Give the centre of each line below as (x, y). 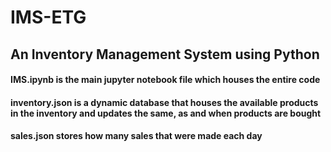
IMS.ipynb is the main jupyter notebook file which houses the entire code (165, 80)
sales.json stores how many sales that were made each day (136, 136)
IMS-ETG (48, 17)
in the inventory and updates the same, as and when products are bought (166, 113)
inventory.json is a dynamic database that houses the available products (164, 102)
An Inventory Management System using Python (165, 54)
